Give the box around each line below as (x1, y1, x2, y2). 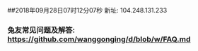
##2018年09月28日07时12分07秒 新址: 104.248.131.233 (7, 6, 168, 14)
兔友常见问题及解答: (7, 25, 76, 35)
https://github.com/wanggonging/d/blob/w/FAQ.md (7, 34, 191, 44)
